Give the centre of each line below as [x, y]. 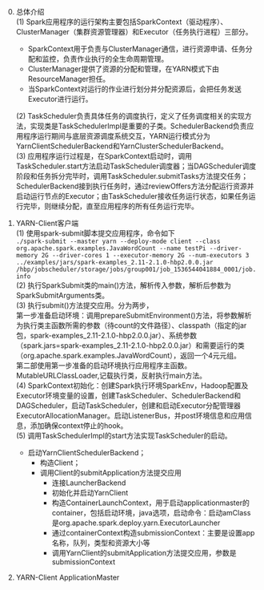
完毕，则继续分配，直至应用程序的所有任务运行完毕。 [110, 206]
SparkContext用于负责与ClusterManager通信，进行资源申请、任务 [137, 49]
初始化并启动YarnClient [90, 493]
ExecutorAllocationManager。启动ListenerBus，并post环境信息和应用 [130, 416]
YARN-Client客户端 [47, 223]
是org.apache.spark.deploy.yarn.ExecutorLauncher [136, 523]
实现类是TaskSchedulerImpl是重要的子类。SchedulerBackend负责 [138, 126]
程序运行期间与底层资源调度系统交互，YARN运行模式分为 [116, 136]
